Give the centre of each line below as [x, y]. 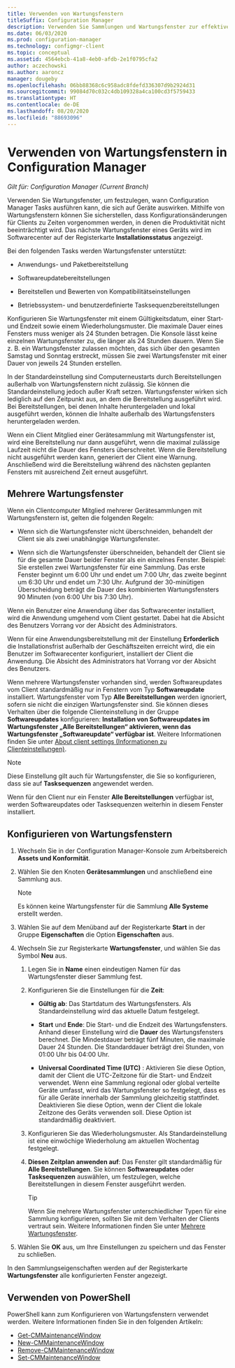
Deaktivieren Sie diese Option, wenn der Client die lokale [120, 1105]
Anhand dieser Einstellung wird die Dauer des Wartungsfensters [131, 1032]
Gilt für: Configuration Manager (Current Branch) [78, 187]
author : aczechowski [37, 66]
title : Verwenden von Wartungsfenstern [65, 14]
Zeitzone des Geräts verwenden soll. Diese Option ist [115, 1113]
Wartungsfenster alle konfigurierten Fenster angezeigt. [87, 1276]
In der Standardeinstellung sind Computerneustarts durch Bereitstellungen [114, 376]
